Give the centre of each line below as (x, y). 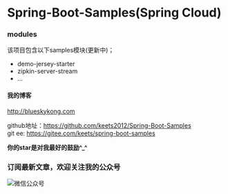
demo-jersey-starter (46, 64)
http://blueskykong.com (41, 111)
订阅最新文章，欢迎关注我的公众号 (64, 167)
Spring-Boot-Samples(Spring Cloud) (114, 13)
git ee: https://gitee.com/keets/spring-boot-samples (81, 133)
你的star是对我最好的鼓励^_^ (47, 147)
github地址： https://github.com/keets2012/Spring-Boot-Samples (99, 125)
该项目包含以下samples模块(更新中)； (61, 50)
